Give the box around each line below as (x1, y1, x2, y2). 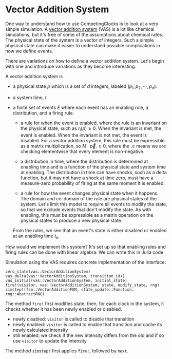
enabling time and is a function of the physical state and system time (20, 163, 166, 170)
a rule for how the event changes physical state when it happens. (20, 190, 159, 196)
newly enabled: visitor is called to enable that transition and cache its (12, 322, 162, 328)
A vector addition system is (5, 73, 63, 79)
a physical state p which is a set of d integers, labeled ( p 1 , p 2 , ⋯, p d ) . (12, 83, 158, 90)
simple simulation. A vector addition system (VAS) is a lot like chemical (5, 26, 155, 32)
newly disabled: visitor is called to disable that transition (12, 316, 135, 322)
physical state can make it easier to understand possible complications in (5, 42, 160, 48)
